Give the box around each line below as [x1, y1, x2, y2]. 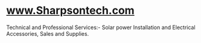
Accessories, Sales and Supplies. [6, 30, 89, 37]
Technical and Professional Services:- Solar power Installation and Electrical [6, 24, 196, 31]
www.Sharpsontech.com [6, 4, 135, 18]
